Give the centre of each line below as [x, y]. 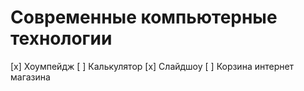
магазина [30, 77]
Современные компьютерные [144, 17]
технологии [61, 38]
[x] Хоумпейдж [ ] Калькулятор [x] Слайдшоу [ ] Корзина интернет [152, 66]
